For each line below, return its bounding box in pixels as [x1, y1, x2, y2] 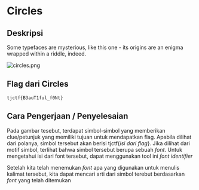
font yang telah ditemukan [7, 176, 71, 183]
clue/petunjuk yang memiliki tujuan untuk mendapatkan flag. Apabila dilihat [7, 133, 192, 140]
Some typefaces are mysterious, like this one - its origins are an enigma [7, 44, 183, 51]
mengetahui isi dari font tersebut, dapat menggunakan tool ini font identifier [7, 152, 193, 160]
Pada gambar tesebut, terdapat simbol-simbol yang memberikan [7, 127, 166, 134]
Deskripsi [7, 28, 44, 38]
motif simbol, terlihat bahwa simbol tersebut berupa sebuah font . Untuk [7, 146, 183, 153]
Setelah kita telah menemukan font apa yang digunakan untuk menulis [7, 164, 180, 171]
